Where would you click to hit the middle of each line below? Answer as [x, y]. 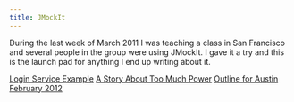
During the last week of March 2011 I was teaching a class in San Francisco [147, 43]
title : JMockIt [38, 17]
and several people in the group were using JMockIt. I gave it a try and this [147, 52]
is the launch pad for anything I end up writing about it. [110, 61]
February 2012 [36, 88]
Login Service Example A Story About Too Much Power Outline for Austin [144, 78]
